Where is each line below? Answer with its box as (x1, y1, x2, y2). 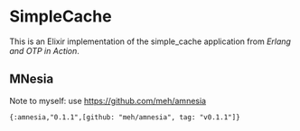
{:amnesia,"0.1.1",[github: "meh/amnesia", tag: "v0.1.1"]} (9, 112, 241, 122)
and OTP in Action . (9, 45, 80, 56)
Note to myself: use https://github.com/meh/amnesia (9, 95, 206, 106)
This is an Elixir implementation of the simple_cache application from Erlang (9, 36, 292, 47)
